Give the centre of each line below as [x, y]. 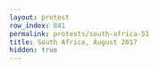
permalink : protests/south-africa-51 [79, 34]
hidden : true [33, 50]
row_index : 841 [37, 26]
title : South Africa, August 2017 [74, 42]
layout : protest [39, 17]
